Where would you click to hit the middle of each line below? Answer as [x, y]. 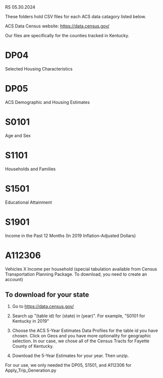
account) [14, 279]
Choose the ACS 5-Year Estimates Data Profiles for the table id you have [85, 331]
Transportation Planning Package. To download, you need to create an [76, 274]
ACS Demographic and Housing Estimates [47, 102]
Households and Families [31, 169]
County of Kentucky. [33, 346]
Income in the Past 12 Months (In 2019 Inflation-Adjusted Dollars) [70, 236]
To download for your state [47, 295]
